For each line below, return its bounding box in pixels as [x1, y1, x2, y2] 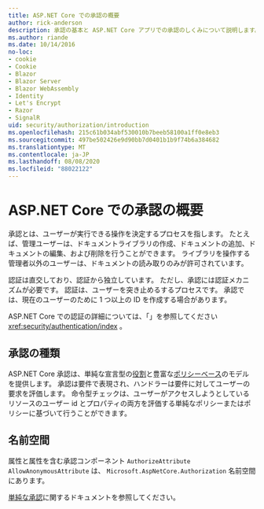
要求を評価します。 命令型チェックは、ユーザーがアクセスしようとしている [8, 389, 250, 398]
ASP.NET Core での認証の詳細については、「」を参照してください [8, 312, 218, 321]
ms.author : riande [8, 33, 68, 42]
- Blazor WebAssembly [8, 84, 79, 93]
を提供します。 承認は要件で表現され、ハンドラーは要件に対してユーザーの [8, 378, 250, 388]
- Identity [8, 92, 44, 100]
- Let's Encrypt [8, 99, 61, 107]
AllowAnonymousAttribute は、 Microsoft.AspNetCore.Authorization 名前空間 [8, 466, 256, 475]
